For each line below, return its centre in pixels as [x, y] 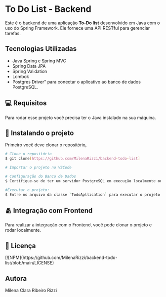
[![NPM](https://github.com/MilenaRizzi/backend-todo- [61, 257]
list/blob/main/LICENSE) [30, 263]
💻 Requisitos [26, 103]
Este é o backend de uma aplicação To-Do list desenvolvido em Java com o [83, 23]
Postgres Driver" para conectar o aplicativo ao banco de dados [76, 82]
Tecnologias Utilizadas [41, 49]
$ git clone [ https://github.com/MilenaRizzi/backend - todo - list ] [73, 159]
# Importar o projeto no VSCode [38, 168]
